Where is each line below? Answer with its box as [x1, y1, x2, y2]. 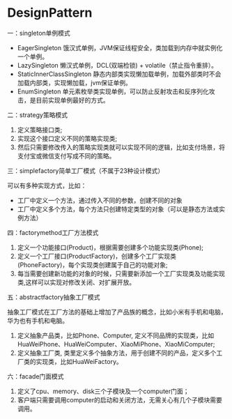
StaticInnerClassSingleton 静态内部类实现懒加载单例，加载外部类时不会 [17, 70, 222, 78]
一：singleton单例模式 [7, 29, 71, 37]
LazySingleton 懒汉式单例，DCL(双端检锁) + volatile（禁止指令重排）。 [17, 61, 218, 69]
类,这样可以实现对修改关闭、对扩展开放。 [17, 277, 136, 287]
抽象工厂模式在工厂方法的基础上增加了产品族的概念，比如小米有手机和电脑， [7, 307, 227, 316]
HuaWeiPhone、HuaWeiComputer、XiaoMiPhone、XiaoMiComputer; [17, 340, 215, 348]
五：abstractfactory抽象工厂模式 [7, 293, 100, 301]
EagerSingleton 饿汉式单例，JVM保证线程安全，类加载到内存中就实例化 [17, 43, 223, 52]
